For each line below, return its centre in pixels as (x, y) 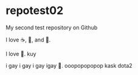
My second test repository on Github (52, 27)
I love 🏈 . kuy (21, 54)
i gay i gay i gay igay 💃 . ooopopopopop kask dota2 (69, 65)
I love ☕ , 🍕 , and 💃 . (28, 40)
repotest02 (35, 11)
